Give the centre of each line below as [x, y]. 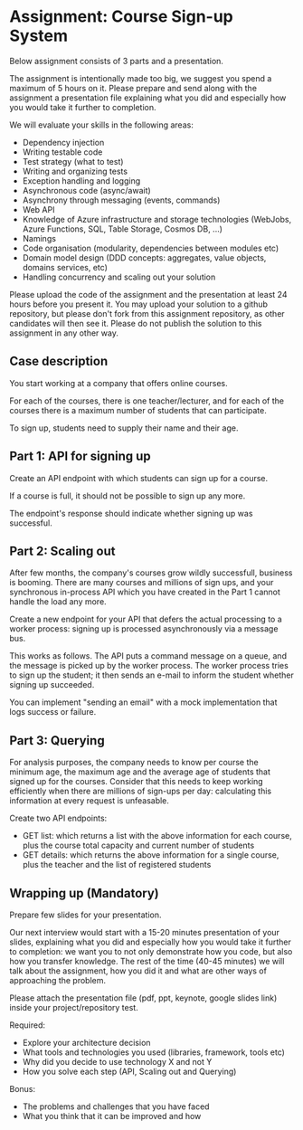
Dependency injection [63, 142]
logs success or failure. [53, 712]
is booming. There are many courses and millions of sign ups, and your [142, 583]
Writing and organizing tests [75, 171]
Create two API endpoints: [58, 818]
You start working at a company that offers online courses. [118, 383]
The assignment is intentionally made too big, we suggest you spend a [141, 78]
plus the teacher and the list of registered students [117, 865]
